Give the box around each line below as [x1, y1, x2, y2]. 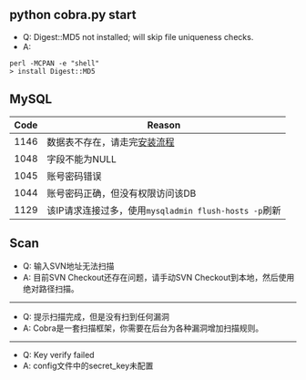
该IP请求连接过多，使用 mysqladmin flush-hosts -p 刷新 [46, 204, 281, 217]
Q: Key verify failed [22, 350, 95, 361]
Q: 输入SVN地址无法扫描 [22, 261, 115, 272]
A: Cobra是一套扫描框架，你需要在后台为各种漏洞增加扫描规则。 [22, 323, 264, 334]
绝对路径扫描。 [22, 283, 79, 294]
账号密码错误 [46, 169, 102, 182]
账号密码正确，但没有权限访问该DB [46, 187, 197, 200]
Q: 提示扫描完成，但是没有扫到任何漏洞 [22, 312, 170, 323]
